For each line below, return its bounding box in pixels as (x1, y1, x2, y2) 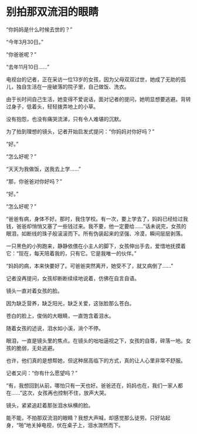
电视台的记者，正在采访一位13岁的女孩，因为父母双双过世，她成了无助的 (6, 76, 181, 83)
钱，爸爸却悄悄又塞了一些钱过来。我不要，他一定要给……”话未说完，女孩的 (6, 223, 186, 230)
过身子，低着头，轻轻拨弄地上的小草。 (6, 103, 98, 110)
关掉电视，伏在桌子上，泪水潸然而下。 (31, 421, 124, 429)
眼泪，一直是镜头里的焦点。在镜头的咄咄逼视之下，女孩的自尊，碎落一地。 (6, 337, 186, 344)
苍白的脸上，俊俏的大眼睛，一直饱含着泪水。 (6, 312, 114, 319)
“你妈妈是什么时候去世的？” (6, 26, 73, 33)
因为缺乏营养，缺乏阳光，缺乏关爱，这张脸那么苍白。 (6, 300, 135, 307)
